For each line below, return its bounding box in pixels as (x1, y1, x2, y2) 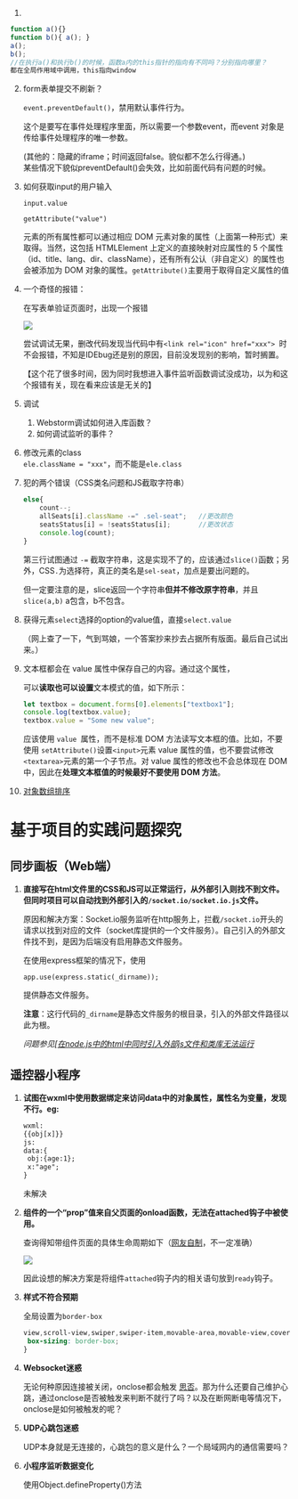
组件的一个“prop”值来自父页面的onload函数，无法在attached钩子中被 (22, 1207, 281, 1218)
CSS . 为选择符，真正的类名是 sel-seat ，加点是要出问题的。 (38, 565, 254, 575)
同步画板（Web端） (10, 859, 118, 874)
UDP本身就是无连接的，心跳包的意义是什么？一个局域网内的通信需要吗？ (22, 1441, 290, 1452)
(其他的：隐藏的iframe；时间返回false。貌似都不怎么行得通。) (22, 151, 246, 162)
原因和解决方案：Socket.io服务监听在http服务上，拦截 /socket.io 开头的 (22, 914, 284, 925)
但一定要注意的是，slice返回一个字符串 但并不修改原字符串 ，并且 (22, 583, 259, 595)
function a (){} (10, 25, 67, 34)
